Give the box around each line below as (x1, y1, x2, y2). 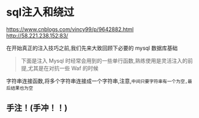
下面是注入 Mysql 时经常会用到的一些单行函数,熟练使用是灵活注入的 (20, 57, 188, 64)
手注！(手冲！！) (6, 103, 68, 113)
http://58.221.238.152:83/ (6, 32, 68, 39)
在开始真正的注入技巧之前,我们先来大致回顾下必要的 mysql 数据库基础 (6, 44, 178, 52)
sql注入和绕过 (6, 5, 74, 19)
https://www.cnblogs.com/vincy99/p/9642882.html (6, 25, 134, 33)
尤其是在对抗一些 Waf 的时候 (28, 64, 99, 72)
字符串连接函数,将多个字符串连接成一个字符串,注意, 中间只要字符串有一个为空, (6, 77, 188, 84)
